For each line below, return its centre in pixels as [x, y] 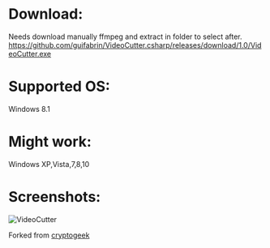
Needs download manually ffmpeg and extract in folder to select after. [125, 36]
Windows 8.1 [29, 109]
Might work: [50, 142]
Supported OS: [60, 87]
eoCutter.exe [30, 53]
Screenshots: [55, 197]
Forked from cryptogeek [49, 235]
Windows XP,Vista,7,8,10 [49, 164]
